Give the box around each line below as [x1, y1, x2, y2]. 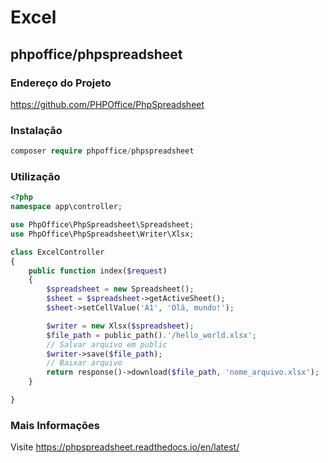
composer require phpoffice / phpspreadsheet [10, 146, 195, 156]
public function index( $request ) [28, 266, 168, 276]
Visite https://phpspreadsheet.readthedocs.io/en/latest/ [10, 441, 240, 453]
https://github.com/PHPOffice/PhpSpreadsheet [10, 98, 205, 110]
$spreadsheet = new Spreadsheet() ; [46, 284, 195, 295]
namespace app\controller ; [10, 202, 123, 212]
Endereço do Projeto [10, 76, 112, 90]
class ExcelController [10, 247, 105, 257]
